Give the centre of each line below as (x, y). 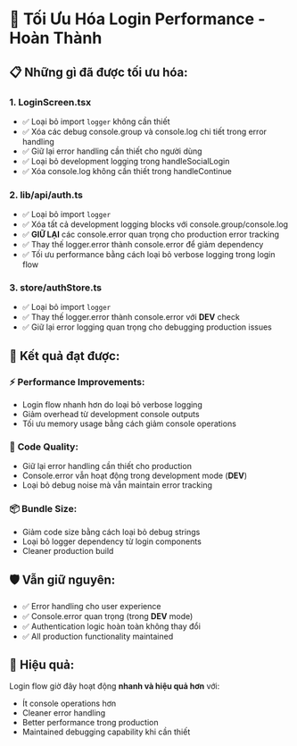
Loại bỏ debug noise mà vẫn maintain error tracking (117, 485)
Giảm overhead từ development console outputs (111, 415)
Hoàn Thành (56, 38)
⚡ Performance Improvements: (77, 381)
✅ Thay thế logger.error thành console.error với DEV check (131, 317)
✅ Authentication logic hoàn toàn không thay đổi (111, 626)
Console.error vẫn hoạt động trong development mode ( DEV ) (135, 476)
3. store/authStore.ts (56, 288)
